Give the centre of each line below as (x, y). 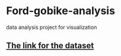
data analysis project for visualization (52, 27)
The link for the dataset (50, 46)
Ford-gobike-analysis (61, 11)
